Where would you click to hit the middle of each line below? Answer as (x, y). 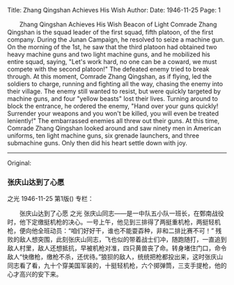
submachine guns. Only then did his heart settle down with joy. (97, 143)
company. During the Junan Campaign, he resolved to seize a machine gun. (116, 40)
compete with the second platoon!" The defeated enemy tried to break (109, 69)
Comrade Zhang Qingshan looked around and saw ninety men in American (114, 128)
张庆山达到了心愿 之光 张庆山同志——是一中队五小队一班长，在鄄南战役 (122, 213)
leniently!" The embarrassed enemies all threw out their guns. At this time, (114, 121)
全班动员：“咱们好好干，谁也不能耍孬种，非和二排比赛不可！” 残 (130, 231)
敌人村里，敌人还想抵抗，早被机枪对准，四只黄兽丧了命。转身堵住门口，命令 (117, 248)
